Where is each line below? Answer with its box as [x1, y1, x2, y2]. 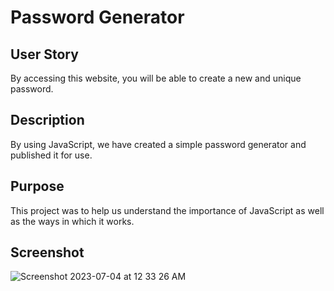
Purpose [10, 178, 65, 195]
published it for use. [10, 149, 93, 161]
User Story [10, 46, 79, 63]
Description [10, 112, 85, 129]
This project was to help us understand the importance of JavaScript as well [10, 204, 325, 216]
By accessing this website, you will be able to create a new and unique [10, 72, 302, 84]
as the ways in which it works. [10, 215, 135, 227]
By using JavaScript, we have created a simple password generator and [10, 138, 307, 150]
